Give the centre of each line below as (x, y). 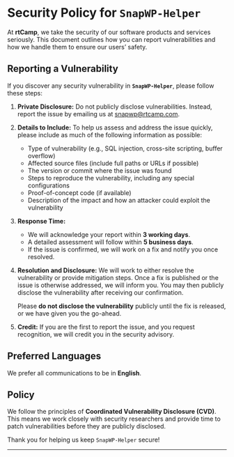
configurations (48, 185)
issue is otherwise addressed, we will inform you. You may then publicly (120, 285)
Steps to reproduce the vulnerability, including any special (111, 178)
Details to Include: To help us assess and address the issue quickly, (115, 127)
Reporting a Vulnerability (63, 69)
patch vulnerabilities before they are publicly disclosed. (86, 426)
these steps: (25, 93)
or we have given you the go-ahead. (69, 313)
